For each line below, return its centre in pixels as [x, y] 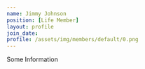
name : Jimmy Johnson [37, 14]
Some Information [33, 59]
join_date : [22, 33]
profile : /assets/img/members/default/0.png [72, 40]
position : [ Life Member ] [43, 20]
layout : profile [30, 26]
